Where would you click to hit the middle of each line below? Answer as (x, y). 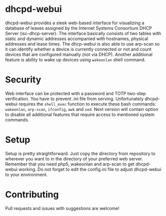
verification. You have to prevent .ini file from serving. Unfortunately (74, 99)
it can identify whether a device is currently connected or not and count (79, 49)
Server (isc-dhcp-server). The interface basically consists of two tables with (83, 33)
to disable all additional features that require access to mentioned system (80, 114)
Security (23, 80)
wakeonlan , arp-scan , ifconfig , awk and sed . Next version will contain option (82, 109)
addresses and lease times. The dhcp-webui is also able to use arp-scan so (83, 44)
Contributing (32, 195)
